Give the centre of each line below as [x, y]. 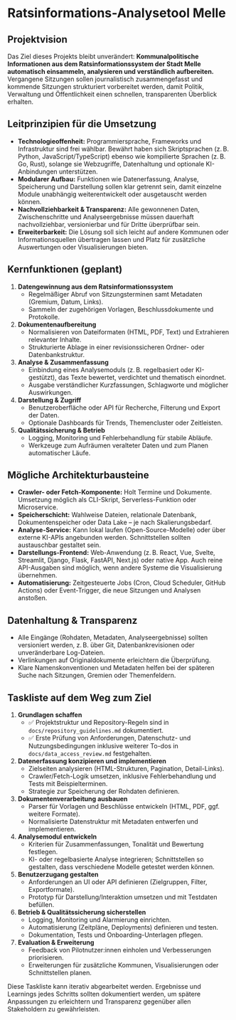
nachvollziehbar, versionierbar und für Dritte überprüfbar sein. [109, 224]
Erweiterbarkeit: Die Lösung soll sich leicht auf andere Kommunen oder [123, 232]
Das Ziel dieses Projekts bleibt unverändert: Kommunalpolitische [103, 56]
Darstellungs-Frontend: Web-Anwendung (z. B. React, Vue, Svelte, [116, 553]
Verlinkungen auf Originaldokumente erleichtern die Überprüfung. [114, 660]
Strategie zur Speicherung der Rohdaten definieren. [104, 792]
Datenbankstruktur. [57, 354]
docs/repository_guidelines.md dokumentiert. [96, 731]
